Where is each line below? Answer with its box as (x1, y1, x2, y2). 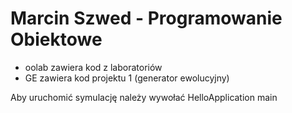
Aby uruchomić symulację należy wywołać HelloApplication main (10, 91, 278, 103)
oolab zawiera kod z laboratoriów (24, 61, 163, 73)
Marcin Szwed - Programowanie (10, 7, 283, 30)
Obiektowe (10, 28, 103, 51)
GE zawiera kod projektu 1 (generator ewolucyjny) (24, 72, 230, 84)
